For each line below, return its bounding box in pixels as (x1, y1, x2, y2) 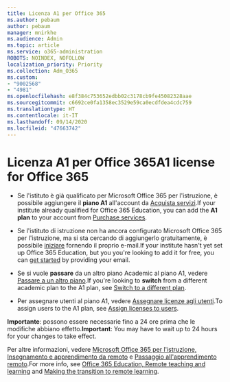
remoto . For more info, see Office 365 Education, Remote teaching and (7, 360, 206, 368)
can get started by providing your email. (16, 256, 130, 264)
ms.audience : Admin (7, 36, 63, 43)
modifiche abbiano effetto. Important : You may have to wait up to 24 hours (7, 325, 218, 333)
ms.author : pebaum (7, 16, 60, 23)
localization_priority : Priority (7, 61, 103, 68)
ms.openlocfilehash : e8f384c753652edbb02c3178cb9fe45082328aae (7, 93, 192, 100)
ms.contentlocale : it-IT (7, 112, 78, 119)
